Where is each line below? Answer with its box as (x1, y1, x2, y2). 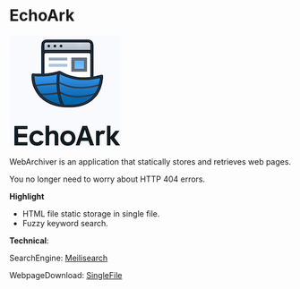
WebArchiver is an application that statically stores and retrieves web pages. (9, 156, 292, 166)
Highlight (9, 191, 45, 201)
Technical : (9, 234, 49, 246)
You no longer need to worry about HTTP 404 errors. (9, 174, 206, 184)
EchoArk (9, 5, 75, 26)
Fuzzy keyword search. (21, 217, 109, 228)
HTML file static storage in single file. (21, 208, 160, 219)
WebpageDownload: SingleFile (9, 269, 123, 280)
